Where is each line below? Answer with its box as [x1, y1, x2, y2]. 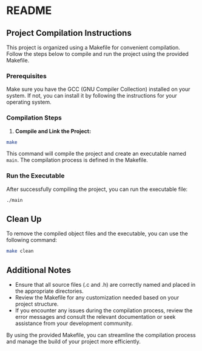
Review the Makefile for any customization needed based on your [15, 294, 180, 301]
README [6, 4, 52, 18]
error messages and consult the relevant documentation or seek [15, 313, 176, 321]
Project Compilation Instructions [6, 28, 132, 38]
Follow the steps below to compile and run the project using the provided [6, 50, 189, 58]
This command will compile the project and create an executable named [6, 150, 187, 158]
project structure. [15, 301, 59, 308]
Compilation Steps [6, 113, 62, 122]
